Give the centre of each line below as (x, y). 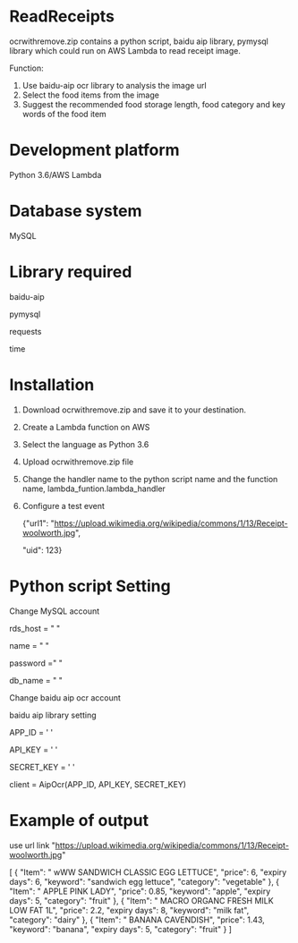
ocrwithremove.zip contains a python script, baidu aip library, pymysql (139, 41)
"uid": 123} (42, 550)
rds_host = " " (35, 628)
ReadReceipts (62, 17)
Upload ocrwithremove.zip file (78, 462)
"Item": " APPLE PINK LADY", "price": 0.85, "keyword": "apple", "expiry (140, 891)
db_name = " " (36, 680)
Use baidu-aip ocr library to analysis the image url (115, 85)
